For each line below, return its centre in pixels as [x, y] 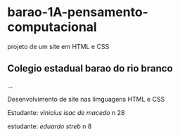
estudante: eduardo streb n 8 [50, 126]
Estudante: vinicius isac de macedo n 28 [66, 112]
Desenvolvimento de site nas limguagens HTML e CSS [86, 99]
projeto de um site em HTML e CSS [58, 46]
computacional [52, 27]
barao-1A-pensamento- [78, 12]
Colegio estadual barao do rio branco [90, 68]
